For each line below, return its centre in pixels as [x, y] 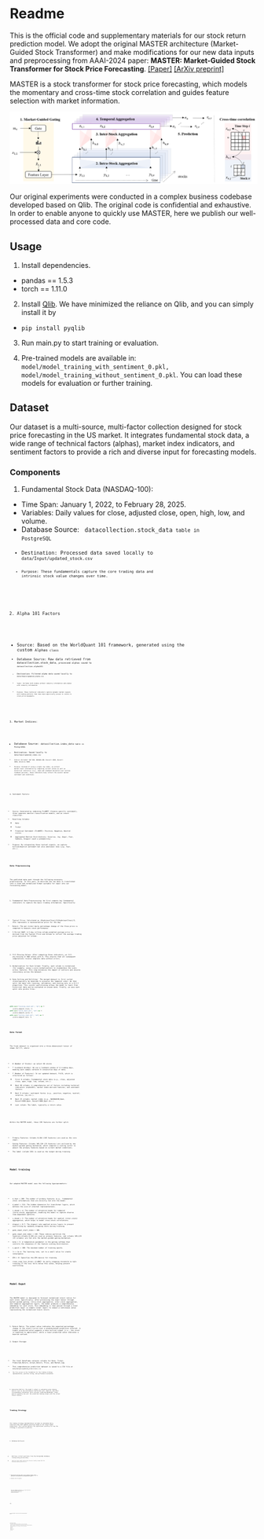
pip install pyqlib [53, 328]
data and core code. [79, 222]
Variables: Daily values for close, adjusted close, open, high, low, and [133, 513]
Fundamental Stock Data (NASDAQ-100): [87, 489]
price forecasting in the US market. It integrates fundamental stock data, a [130, 435]
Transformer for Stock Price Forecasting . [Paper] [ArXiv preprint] [117, 68]
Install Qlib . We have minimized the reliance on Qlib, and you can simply [137, 304]
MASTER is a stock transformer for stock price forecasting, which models [128, 84]
